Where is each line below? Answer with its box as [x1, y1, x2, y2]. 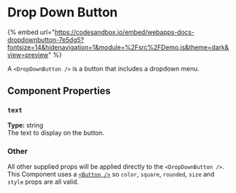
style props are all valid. [7, 177, 80, 186]
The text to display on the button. [7, 128, 104, 137]
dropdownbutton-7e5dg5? [7, 35, 84, 43]
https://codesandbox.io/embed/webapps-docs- [54, 28, 195, 36]
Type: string [7, 120, 44, 129]
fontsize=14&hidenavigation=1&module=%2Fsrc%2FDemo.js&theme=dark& [7, 43, 229, 51]
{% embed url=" [7, 28, 55, 36]
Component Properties [7, 85, 111, 97]
